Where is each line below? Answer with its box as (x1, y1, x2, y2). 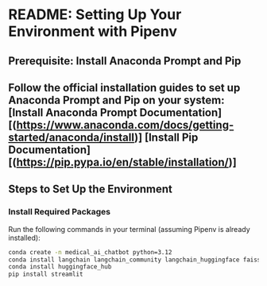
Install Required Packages (8, 207, 111, 218)
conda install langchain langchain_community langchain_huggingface (8, 256, 240, 264)
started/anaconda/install (8, 130, 135, 144)
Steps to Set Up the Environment (8, 183, 173, 196)
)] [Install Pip (133, 130, 199, 144)
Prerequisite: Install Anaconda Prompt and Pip (8, 54, 242, 68)
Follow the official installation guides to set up (8, 81, 241, 95)
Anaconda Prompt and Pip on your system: (8, 93, 225, 106)
